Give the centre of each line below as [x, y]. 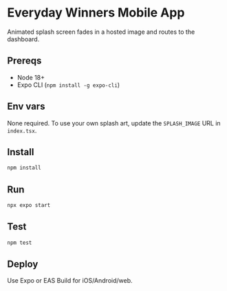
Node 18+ [31, 77]
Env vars [26, 107]
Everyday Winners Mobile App [96, 13]
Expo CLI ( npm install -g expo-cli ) [68, 85]
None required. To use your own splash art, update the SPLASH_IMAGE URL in [114, 123]
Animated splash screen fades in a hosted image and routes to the [101, 32]
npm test [20, 243]
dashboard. [23, 39]
